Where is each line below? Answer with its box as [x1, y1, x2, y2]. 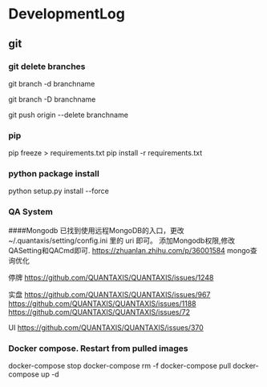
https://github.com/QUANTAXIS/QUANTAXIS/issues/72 [8, 307, 191, 316]
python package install [8, 168, 100, 179]
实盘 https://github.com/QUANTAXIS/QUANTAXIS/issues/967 [8, 289, 211, 299]
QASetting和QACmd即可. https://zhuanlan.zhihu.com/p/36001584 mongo [8, 245, 251, 255]
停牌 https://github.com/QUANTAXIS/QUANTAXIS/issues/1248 [8, 272, 214, 282]
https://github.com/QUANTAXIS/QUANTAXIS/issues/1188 [8, 298, 196, 308]
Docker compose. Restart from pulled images [8, 342, 188, 353]
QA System [8, 206, 54, 217]
